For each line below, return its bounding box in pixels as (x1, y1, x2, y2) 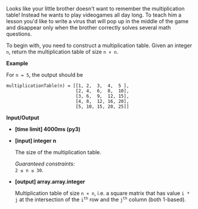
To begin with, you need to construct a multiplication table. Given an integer (6, 42, 193, 49)
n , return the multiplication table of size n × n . (6, 48, 119, 55)
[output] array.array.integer (14, 178, 85, 185)
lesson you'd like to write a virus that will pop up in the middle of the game (6, 18, 189, 24)
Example (6, 60, 29, 67)
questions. (6, 30, 32, 38)
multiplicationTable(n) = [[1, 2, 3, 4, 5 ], (6, 83, 129, 89)
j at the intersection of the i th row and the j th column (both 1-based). (14, 196, 187, 203)
